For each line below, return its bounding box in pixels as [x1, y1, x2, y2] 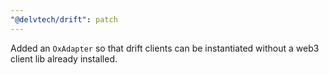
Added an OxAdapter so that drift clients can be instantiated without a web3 [10, 42, 320, 54]
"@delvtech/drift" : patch [10, 14, 118, 25]
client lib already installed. [10, 52, 118, 65]
